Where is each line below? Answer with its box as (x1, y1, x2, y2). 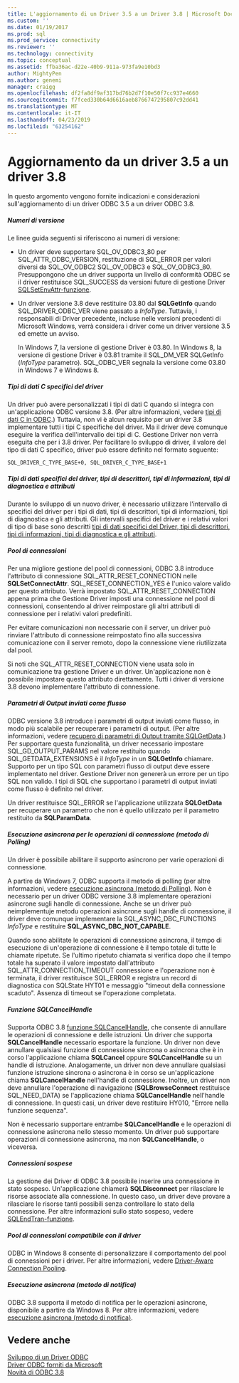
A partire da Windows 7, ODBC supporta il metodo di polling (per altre (7, 876, 211, 886)
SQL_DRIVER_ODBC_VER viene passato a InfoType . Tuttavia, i (17, 307, 198, 315)
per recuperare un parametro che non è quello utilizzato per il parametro (7, 806, 220, 815)
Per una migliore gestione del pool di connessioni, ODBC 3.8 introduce (7, 564, 214, 573)
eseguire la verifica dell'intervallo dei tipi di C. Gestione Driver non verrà (7, 430, 218, 439)
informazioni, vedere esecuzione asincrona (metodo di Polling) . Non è (7, 884, 212, 893)
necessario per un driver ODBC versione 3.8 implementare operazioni (7, 892, 212, 901)
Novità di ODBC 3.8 (7, 1367, 65, 1377)
